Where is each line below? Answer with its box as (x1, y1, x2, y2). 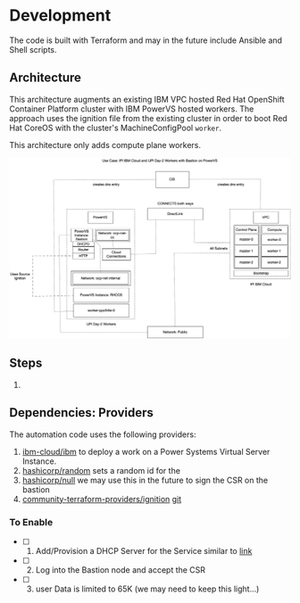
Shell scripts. (9, 44, 57, 54)
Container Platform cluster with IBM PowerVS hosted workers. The (9, 103, 254, 114)
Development (9, 5, 112, 26)
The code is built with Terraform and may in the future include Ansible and (9, 35, 283, 45)
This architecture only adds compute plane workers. (9, 139, 202, 150)
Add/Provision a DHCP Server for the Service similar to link (35, 546, 253, 557)
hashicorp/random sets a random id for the (21, 465, 181, 475)
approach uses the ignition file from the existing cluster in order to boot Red (9, 112, 287, 123)
